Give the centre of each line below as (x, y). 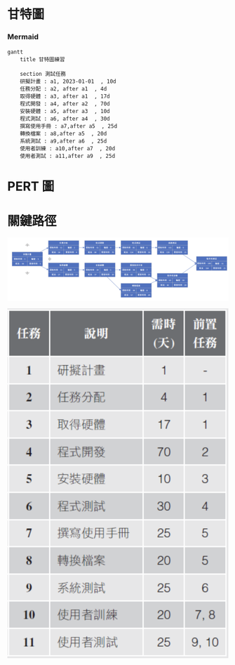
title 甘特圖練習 (42, 60)
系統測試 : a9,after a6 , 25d (63, 141)
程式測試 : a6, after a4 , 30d (65, 119)
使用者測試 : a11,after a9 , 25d (68, 156)
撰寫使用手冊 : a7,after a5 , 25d (69, 126)
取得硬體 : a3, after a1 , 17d (65, 97)
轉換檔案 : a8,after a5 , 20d (63, 134)
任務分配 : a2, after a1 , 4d (63, 89)
